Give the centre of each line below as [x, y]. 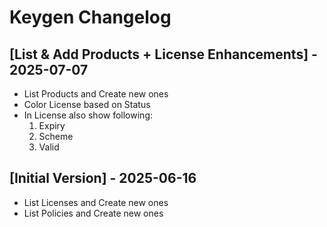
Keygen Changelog [90, 17]
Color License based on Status [87, 104]
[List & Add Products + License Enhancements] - [163, 54]
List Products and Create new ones [96, 94]
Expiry [52, 125]
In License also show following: [88, 115]
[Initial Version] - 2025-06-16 [103, 178]
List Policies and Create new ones [93, 213]
